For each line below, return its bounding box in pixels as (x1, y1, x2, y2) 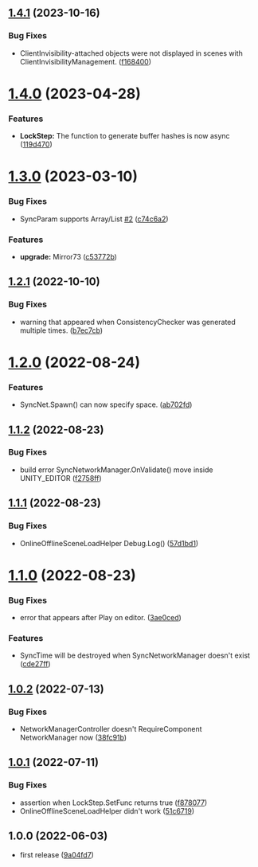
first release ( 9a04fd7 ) (19, 850, 94, 860)
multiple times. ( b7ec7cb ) (19, 326, 104, 335)
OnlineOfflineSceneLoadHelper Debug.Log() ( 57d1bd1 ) (19, 538, 199, 548)
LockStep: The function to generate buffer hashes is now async (19, 131, 230, 141)
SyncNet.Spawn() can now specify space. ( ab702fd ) (19, 400, 193, 409)
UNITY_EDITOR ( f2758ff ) (19, 473, 102, 482)
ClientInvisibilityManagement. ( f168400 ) (19, 57, 152, 66)
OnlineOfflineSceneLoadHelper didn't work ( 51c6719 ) (19, 806, 195, 815)
